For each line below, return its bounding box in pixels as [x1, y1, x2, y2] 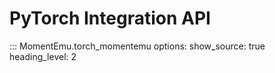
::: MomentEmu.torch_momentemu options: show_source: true [9, 40, 266, 52]
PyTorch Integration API [9, 7, 211, 30]
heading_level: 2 [9, 50, 77, 62]
